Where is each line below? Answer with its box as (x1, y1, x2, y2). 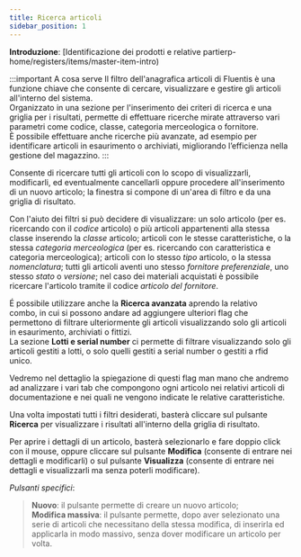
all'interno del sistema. (9, 92, 93, 103)
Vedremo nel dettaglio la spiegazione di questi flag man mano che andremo (9, 373, 289, 383)
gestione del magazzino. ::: (9, 149, 110, 160)
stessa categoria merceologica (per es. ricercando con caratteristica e (9, 242, 271, 253)
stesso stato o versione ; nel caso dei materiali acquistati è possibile (9, 271, 259, 282)
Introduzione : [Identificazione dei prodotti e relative (9, 46, 201, 57)
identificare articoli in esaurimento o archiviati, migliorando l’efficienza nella (9, 140, 288, 151)
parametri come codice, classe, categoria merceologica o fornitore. (9, 121, 259, 131)
